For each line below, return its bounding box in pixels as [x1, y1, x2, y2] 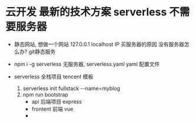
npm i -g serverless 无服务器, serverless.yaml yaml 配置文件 [14, 60, 160, 68]
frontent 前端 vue [31, 105, 74, 112]
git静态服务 [28, 48, 56, 55]
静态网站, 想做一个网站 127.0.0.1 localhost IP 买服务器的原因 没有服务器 [14, 41, 185, 48]
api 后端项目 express [31, 98, 82, 105]
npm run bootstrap [22, 91, 68, 98]
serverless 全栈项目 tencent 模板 [14, 73, 94, 80]
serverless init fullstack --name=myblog [22, 85, 121, 92]
